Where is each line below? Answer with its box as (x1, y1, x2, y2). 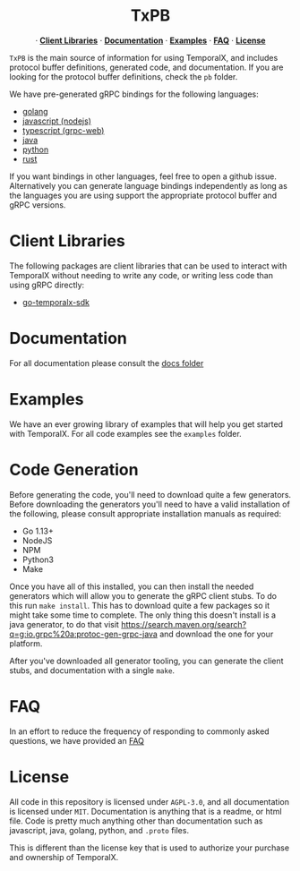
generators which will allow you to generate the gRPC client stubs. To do (9, 590, 278, 601)
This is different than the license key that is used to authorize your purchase (9, 842, 289, 853)
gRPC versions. (9, 199, 66, 210)
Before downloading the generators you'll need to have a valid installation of (9, 499, 291, 509)
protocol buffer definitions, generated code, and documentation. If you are (9, 62, 284, 73)
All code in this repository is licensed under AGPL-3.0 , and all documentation (9, 796, 289, 807)
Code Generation (9, 459, 139, 480)
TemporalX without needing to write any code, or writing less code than (9, 269, 273, 280)
